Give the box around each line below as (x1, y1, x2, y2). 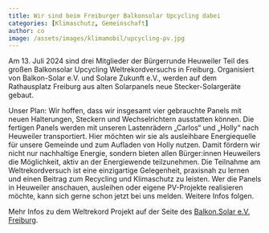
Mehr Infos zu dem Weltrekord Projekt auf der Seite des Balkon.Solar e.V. (8, 206, 251, 217)
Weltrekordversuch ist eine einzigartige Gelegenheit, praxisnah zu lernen (8, 166, 250, 175)
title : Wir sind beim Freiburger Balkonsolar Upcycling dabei (8, 11, 221, 20)
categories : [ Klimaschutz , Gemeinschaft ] (8, 19, 149, 27)
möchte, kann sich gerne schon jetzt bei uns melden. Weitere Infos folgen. (8, 191, 255, 201)
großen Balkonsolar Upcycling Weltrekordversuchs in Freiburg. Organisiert (8, 65, 255, 75)
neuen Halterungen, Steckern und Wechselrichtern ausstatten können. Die (8, 114, 255, 125)
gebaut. (8, 90, 35, 100)
